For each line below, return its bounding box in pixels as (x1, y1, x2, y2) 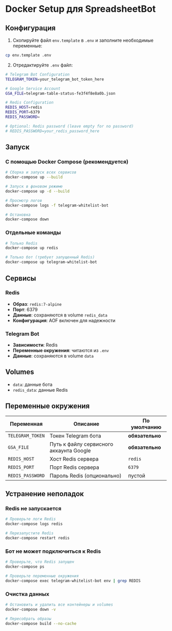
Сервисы (5, 274, 36, 283)
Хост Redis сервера (49, 455, 99, 462)
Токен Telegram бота (49, 432, 101, 439)
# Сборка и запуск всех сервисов (5, 170, 77, 175)
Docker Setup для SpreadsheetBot (5, 3, 156, 15)
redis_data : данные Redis (12, 387, 68, 393)
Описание (73, 420, 100, 427)
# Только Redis (5, 240, 38, 246)
